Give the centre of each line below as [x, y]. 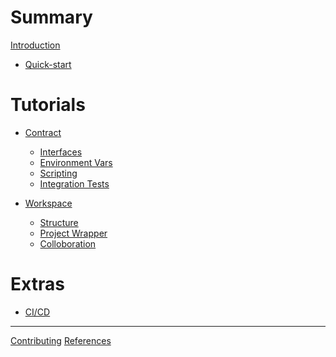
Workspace [48, 203]
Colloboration [68, 243]
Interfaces [61, 152]
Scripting [58, 173]
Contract [43, 132]
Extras [37, 284]
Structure [59, 222]
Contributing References [61, 340]
